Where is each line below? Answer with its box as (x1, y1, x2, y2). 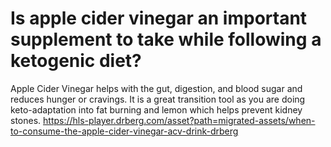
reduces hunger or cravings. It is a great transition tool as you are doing (10, 93, 306, 105)
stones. (10, 114, 42, 126)
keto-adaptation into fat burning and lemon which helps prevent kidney (10, 103, 303, 116)
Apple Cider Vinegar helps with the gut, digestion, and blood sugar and (10, 82, 303, 94)
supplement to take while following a (10, 28, 322, 51)
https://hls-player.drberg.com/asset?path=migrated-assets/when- (43, 114, 316, 126)
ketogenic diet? (10, 50, 142, 72)
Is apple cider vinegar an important (10, 7, 308, 30)
